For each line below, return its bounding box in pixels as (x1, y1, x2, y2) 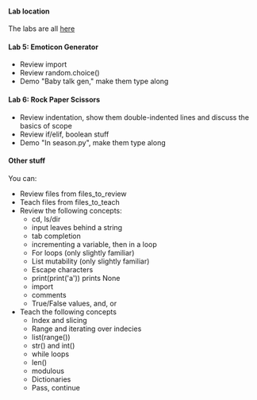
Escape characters (31, 264, 94, 274)
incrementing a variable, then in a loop (31, 239, 157, 249)
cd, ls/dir (31, 214, 61, 224)
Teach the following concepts (19, 306, 117, 317)
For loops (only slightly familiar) (31, 248, 135, 257)
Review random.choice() (19, 68, 101, 78)
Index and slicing (31, 315, 87, 325)
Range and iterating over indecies (31, 324, 142, 333)
